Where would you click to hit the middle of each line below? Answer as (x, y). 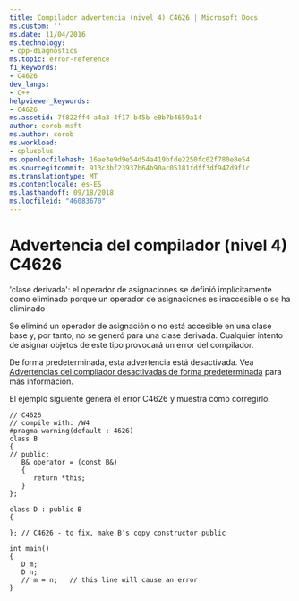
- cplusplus (31, 151)
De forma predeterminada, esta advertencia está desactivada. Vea (132, 362)
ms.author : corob (42, 135)
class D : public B (46, 509)
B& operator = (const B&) (69, 462)
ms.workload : (34, 143)
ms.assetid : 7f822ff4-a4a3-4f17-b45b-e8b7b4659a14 (106, 118)
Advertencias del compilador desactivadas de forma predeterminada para (145, 371)
